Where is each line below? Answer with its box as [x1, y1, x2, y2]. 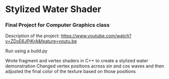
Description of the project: [5, 33, 60, 39]
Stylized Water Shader [5, 4, 101, 15]
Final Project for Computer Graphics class [5, 22, 110, 29]
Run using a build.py [5, 48, 48, 54]
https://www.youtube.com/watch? [61, 33, 132, 39]
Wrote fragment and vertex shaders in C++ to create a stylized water [5, 58, 148, 64]
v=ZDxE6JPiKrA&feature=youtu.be [5, 38, 77, 44]
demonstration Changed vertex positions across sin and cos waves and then [5, 63, 164, 69]
